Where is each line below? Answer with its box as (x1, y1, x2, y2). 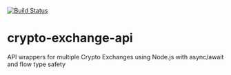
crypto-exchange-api (7, 31, 133, 46)
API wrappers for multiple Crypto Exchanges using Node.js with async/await (7, 52, 224, 61)
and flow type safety (7, 60, 66, 68)
